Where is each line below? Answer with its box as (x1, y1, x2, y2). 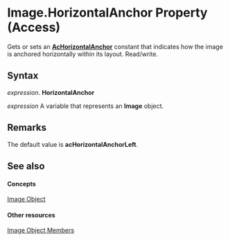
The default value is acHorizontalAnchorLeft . (7, 140, 139, 148)
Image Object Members (7, 226, 75, 235)
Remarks (7, 122, 47, 134)
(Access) (7, 19, 61, 35)
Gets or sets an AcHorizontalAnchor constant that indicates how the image (7, 42, 224, 51)
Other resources (7, 211, 55, 219)
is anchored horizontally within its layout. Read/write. (7, 50, 158, 58)
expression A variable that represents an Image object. (7, 102, 164, 110)
